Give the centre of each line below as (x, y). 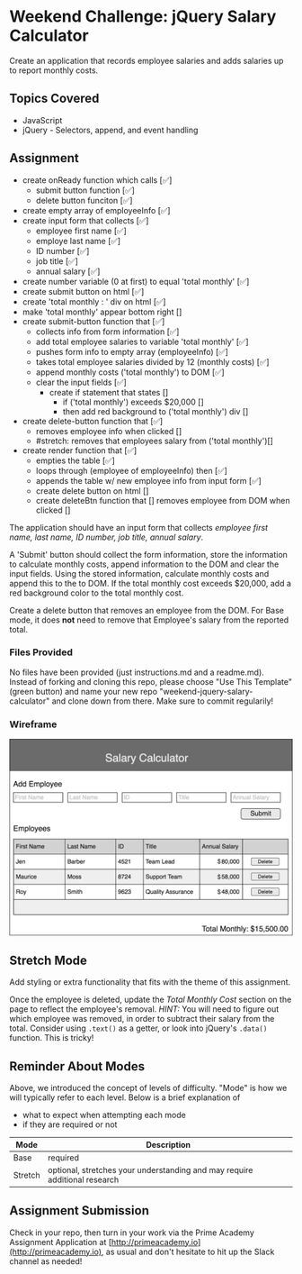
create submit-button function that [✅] (93, 321)
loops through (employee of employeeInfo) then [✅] (131, 470)
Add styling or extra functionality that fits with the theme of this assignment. (150, 982)
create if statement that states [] (109, 392)
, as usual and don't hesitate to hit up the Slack (188, 1251)
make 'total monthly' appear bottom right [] (102, 312)
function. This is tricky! (52, 1038)
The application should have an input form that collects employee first (138, 527)
